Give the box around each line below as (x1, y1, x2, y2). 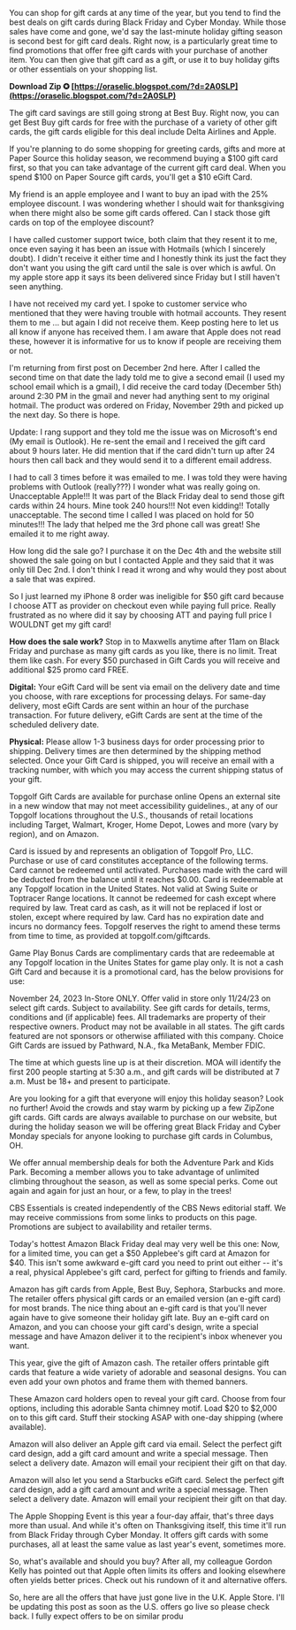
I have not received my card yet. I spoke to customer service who (9, 298, 247, 309)
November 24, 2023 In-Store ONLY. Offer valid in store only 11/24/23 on (9, 993, 271, 1003)
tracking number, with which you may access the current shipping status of (9, 765, 284, 775)
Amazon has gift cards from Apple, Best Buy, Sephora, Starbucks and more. (9, 1284, 285, 1295)
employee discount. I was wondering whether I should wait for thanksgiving (9, 198, 285, 209)
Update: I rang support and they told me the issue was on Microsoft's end (9, 427, 277, 437)
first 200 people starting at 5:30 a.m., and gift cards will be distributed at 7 (9, 1066, 280, 1077)
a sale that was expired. (9, 574, 95, 584)
